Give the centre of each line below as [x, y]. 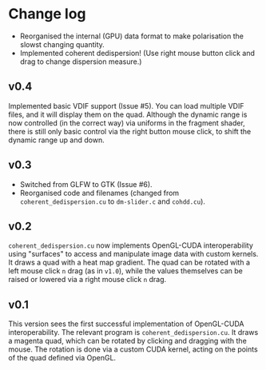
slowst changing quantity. [62, 44]
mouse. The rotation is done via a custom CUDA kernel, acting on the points [133, 349]
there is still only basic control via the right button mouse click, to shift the [130, 131]
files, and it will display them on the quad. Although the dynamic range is [128, 114]
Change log [47, 14]
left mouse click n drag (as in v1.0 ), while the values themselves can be [126, 271]
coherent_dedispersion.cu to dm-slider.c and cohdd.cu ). [113, 201]
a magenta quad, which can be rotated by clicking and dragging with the [128, 341]
